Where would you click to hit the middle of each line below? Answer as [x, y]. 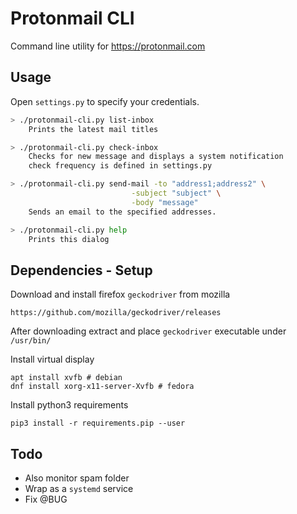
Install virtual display [52, 359]
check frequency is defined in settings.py [120, 166]
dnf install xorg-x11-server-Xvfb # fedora [102, 387]
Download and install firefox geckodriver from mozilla [120, 294]
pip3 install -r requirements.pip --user [98, 423]
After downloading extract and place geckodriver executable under [148, 331]
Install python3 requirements [69, 405]
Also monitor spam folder [77, 478]
